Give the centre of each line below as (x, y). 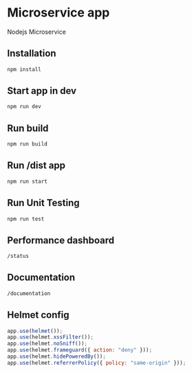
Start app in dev (42, 91)
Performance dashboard (61, 240)
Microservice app (58, 13)
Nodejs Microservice (37, 32)
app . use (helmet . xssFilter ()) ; (51, 337)
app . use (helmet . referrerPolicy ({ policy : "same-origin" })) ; (97, 363)
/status (18, 256)
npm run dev (24, 107)
